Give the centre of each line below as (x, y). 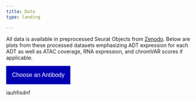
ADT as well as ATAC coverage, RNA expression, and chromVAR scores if (94, 51)
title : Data (21, 11)
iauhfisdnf (18, 92)
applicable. (19, 58)
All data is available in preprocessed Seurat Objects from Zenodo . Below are (98, 39)
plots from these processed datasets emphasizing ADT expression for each (97, 45)
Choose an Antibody (38, 75)
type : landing (23, 17)
